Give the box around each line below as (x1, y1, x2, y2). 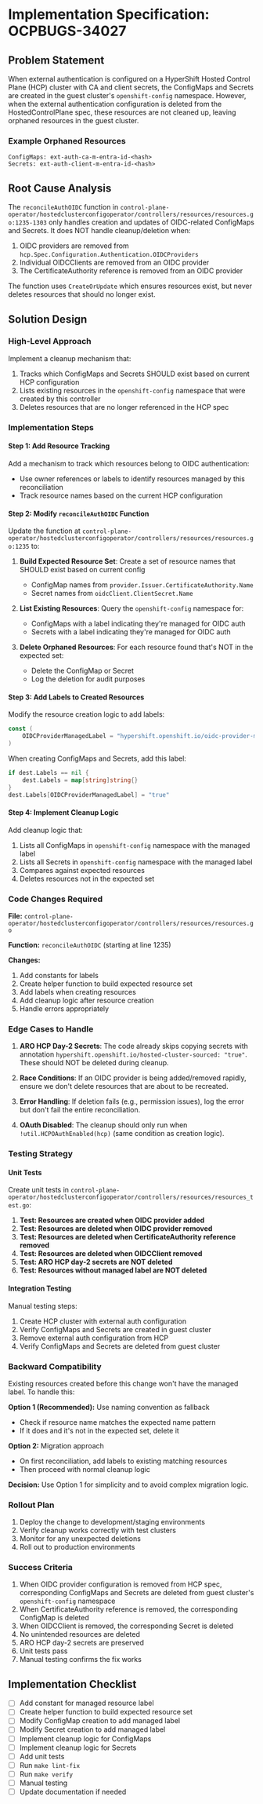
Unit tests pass (19, 1646, 68, 1656)
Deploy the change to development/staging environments (19, 1517, 206, 1527)
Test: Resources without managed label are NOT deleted (19, 1265, 207, 1275)
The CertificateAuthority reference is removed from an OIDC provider (19, 266, 243, 276)
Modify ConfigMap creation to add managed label (19, 1716, 181, 1725)
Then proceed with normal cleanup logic (19, 1464, 150, 1474)
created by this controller (19, 394, 101, 404)
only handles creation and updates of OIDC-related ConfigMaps (48, 217, 254, 227)
